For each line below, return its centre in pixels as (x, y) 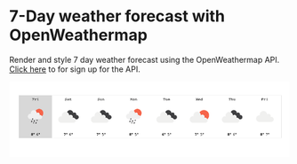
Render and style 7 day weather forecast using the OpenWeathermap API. (144, 59)
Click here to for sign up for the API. (75, 69)
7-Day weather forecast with (117, 16)
